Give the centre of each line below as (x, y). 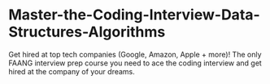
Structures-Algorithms (87, 32)
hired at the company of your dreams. (72, 71)
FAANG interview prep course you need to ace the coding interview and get (135, 63)
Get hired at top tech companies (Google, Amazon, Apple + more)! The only (135, 54)
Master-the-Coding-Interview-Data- (134, 15)
